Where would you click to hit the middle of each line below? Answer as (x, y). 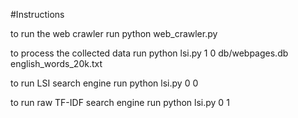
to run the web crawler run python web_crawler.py (114, 33)
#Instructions (37, 14)
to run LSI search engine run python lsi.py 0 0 (104, 83)
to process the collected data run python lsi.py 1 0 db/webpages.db (149, 53)
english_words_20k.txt (56, 63)
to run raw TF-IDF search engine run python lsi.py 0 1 (120, 102)
